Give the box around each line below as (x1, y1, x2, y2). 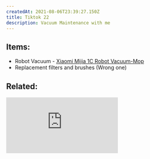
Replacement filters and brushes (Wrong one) (14, 64, 127, 71)
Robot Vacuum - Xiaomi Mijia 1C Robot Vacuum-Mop (14, 58, 145, 65)
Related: (6, 81, 38, 91)
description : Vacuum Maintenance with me (6, 20, 111, 26)
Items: (6, 42, 31, 52)
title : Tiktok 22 (6, 14, 49, 20)
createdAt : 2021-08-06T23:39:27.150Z (6, 8, 100, 15)
